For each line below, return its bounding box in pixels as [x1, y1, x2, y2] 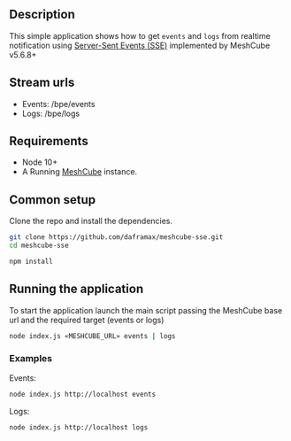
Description [9, 7, 75, 22]
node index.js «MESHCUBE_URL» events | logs [9, 331, 176, 340]
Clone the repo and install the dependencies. [9, 216, 173, 227]
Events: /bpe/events [21, 98, 96, 109]
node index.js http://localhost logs [9, 422, 149, 432]
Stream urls [9, 75, 75, 90]
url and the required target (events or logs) [9, 314, 165, 325]
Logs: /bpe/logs [21, 108, 80, 119]
